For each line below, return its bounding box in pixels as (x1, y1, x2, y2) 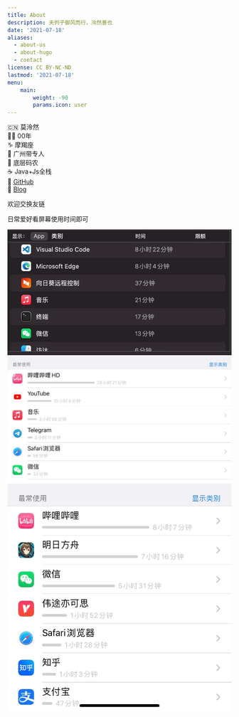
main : (20, 86, 37, 94)
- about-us (14, 41, 46, 49)
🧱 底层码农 (7, 159, 39, 167)
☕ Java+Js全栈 (7, 167, 52, 176)
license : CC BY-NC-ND (7, 64, 72, 71)
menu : (7, 79, 23, 86)
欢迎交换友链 (7, 200, 45, 208)
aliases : (7, 34, 33, 41)
